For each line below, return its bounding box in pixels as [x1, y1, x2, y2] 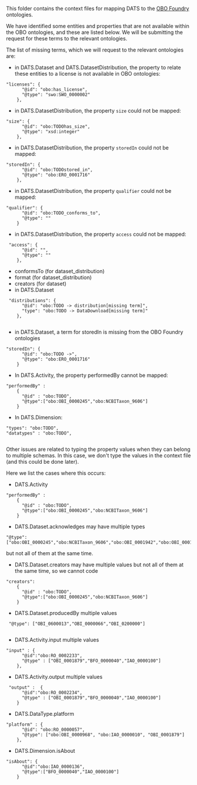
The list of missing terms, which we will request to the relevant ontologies [6, 46, 184, 53]
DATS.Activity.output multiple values [14, 674, 103, 680]
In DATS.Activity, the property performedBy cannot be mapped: [14, 372, 168, 379]
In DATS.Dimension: [14, 414, 63, 421]
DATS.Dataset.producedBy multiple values [14, 610, 117, 616]
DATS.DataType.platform [14, 711, 74, 717]
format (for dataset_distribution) [14, 274, 92, 281]
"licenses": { [6, 81, 41, 87]
